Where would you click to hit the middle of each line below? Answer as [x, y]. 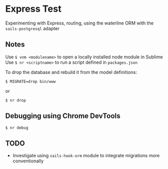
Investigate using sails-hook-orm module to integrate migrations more [86, 156]
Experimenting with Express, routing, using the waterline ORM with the [80, 23]
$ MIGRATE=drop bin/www [31, 81]
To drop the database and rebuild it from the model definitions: [71, 72]
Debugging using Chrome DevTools [63, 116]
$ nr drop [16, 100]
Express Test [33, 9]
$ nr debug [17, 128]
